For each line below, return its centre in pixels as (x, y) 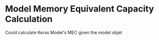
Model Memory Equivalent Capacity (79, 9)
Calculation (29, 19)
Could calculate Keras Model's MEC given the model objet (64, 32)
